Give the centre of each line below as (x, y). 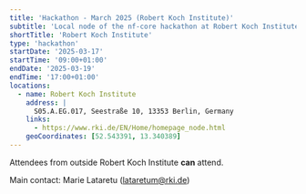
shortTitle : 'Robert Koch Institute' (81, 35)
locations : (30, 86)
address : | (46, 102)
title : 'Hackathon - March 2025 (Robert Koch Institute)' (122, 18)
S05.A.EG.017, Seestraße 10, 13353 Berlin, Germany (133, 111)
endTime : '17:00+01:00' (55, 77)
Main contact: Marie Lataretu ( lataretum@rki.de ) (100, 179)
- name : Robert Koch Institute (77, 94)
